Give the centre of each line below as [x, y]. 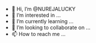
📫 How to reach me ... [38, 34]
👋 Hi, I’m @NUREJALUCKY [43, 9]
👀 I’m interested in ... [36, 15]
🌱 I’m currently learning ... [42, 21]
